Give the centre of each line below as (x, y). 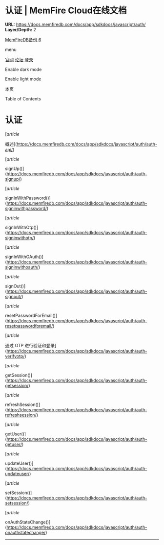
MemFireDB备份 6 (23, 40)
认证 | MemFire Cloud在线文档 (66, 11)
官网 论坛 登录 (19, 59)
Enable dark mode (23, 69)
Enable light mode (23, 79)
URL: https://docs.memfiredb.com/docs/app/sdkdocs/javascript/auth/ (75, 24)
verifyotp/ (15, 356)
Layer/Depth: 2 (21, 29)
